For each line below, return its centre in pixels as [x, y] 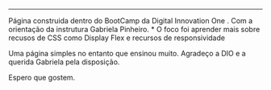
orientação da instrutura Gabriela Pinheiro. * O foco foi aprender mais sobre [134, 29]
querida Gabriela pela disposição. [64, 62]
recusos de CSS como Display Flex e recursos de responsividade [117, 38]
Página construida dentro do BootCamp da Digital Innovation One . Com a [131, 20]
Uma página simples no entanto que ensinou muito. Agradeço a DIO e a [127, 53]
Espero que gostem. [42, 78]
